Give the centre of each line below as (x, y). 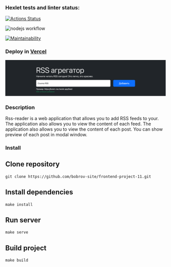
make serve (17, 232)
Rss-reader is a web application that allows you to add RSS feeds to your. (82, 118)
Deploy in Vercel (26, 51)
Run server (23, 220)
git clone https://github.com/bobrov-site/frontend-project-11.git (78, 176)
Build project (26, 248)
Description (20, 107)
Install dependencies (39, 192)
